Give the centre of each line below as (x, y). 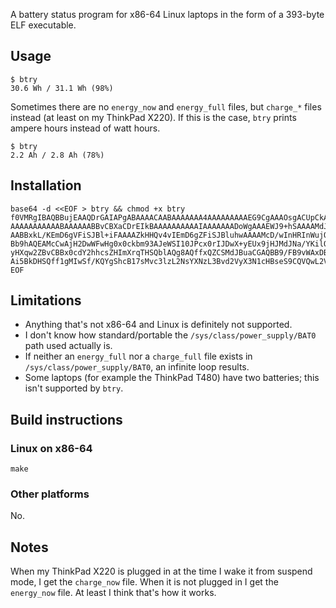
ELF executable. (43, 25)
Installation (46, 185)
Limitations (46, 300)
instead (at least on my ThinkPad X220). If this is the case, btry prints (153, 117)
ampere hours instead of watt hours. (85, 128)
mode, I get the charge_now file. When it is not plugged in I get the (144, 582)
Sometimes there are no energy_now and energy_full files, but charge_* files (166, 106)
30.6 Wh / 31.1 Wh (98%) (62, 88)
